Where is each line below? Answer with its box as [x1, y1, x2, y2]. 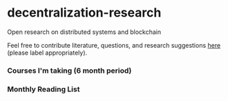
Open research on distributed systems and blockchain [7, 28, 161, 36]
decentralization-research [7, 5, 162, 21]
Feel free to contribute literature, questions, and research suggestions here [7, 41, 221, 49]
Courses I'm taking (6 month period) [7, 66, 132, 75]
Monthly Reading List [7, 84, 80, 94]
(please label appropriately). [7, 48, 88, 57]
